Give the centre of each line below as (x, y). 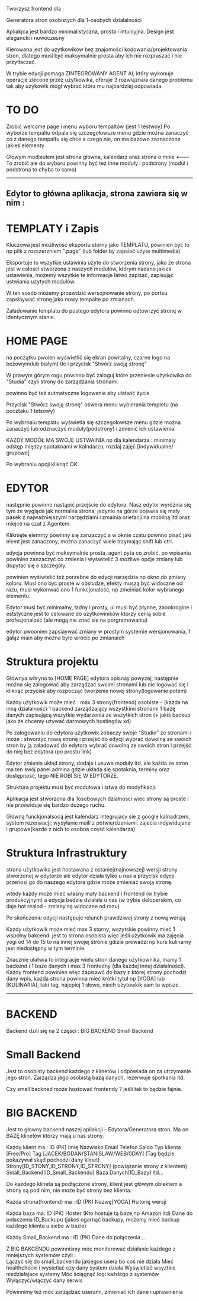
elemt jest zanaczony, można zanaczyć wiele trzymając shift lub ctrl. (90, 542)
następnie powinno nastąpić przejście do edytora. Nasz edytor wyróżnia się (99, 505)
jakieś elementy (25, 145)
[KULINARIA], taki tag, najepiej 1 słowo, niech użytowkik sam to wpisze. (93, 985)
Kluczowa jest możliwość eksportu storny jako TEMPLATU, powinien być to (98, 245)
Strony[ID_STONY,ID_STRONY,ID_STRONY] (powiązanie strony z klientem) (97, 1166)
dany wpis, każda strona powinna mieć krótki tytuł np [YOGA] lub (86, 979)
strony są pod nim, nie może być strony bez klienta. (69, 1190)
